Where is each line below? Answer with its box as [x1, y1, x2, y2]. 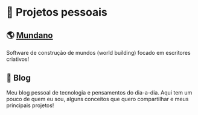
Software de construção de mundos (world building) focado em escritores [6, 49, 191, 56]
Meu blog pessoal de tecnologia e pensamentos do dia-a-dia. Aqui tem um [6, 89, 193, 96]
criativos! [6, 55, 30, 63]
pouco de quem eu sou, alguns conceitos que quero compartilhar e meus [6, 95, 189, 102]
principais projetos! [6, 102, 54, 109]
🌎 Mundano [6, 30, 53, 40]
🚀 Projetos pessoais [6, 5, 107, 19]
